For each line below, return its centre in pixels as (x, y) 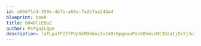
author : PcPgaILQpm (31, 28)
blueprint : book (26, 17)
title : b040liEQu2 (29, 23)
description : (22, 34)
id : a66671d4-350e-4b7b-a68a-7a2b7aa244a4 (60, 12)
